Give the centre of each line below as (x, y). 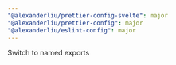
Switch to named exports (49, 53)
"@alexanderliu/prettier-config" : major (76, 23)
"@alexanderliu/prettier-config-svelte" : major (88, 15)
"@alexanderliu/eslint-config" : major (72, 30)
